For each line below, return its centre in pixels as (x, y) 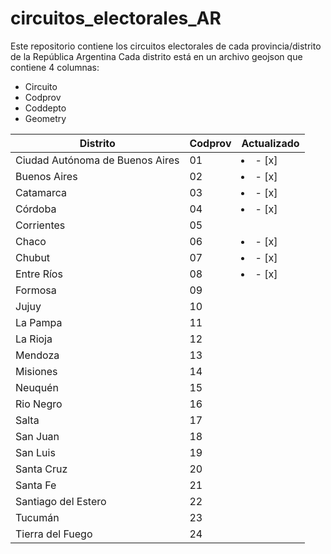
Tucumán (37, 517)
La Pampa (39, 322)
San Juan (37, 436)
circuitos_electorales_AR (116, 18)
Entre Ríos (39, 274)
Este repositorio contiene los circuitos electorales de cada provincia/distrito (166, 46)
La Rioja (34, 339)
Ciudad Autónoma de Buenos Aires (97, 160)
